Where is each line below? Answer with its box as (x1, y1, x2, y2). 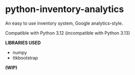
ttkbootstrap (12, 54, 39, 61)
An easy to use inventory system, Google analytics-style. (5, 20, 123, 26)
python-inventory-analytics (5, 4, 124, 15)
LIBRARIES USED (5, 39, 41, 46)
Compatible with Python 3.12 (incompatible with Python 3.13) (5, 30, 130, 36)
